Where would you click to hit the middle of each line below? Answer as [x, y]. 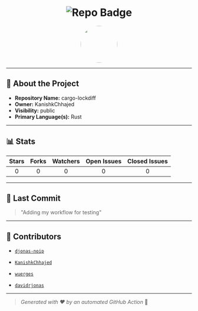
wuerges [24, 274]
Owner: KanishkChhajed [44, 104]
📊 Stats [21, 142]
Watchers [66, 161]
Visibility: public [35, 110]
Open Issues [104, 161]
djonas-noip [29, 251]
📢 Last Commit [33, 198]
